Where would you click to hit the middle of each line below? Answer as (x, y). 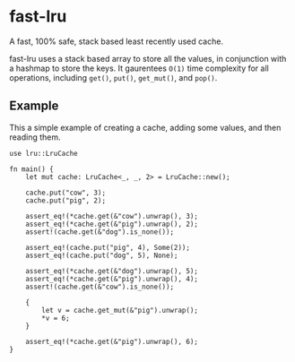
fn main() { (31, 169)
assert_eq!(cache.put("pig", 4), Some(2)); (108, 247)
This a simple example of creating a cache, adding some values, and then (145, 127)
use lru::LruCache (43, 153)
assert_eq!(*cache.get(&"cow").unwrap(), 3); (112, 216)
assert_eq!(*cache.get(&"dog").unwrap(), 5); (112, 271)
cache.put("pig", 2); (65, 200)
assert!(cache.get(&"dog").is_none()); (100, 232)
